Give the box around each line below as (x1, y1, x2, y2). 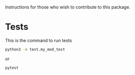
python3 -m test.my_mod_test (5, 47, 65, 52)
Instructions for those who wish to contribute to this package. (5, 4, 131, 10)
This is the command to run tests (5, 37, 72, 43)
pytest (5, 65, 19, 70)
